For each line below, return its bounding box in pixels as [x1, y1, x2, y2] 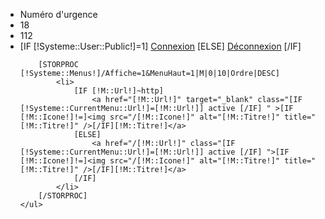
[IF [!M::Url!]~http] [73, 86, 164, 96]
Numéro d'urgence [19, 9, 98, 20]
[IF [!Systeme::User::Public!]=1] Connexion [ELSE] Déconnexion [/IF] [19, 40, 302, 52]
